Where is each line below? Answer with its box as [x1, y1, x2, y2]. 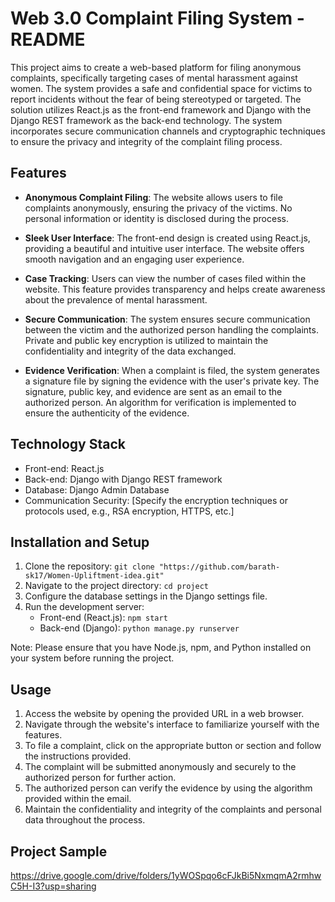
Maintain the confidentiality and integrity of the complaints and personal [24, 803, 322, 816]
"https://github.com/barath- [158, 562, 281, 572]
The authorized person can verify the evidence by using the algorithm [24, 782, 313, 794]
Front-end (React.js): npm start [39, 612, 168, 624]
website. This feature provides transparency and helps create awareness [24, 283, 326, 295]
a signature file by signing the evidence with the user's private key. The [24, 375, 320, 387]
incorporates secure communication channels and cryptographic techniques [10, 125, 326, 137]
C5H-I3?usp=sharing [10, 880, 97, 892]
